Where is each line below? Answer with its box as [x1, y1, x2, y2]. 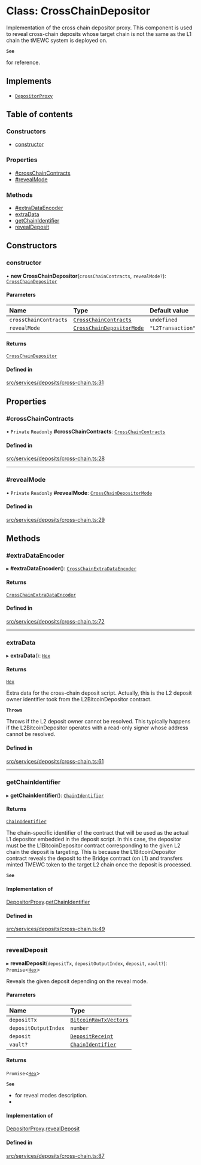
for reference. [6, 59, 41, 66]
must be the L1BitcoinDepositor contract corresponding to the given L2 [6, 842, 181, 849]
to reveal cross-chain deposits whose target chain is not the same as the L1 [6, 30, 192, 37]
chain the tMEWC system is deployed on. [6, 36, 108, 44]
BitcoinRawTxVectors [70, 1016, 129, 1023]
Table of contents [6, 109, 73, 120]
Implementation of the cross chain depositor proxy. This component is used [6, 24, 193, 31]
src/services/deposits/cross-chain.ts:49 [6, 926, 105, 933]
